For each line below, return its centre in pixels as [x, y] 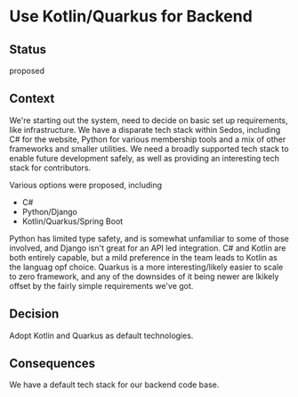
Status [28, 50]
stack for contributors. [50, 168]
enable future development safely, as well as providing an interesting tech [145, 158]
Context [32, 99]
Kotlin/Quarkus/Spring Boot [72, 221]
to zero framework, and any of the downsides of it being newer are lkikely [144, 276]
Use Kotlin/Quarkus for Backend [131, 17]
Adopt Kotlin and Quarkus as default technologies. [101, 335]
